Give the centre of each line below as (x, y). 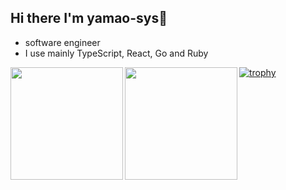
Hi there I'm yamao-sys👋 (89, 18)
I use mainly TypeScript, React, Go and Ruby (116, 53)
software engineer (62, 42)
